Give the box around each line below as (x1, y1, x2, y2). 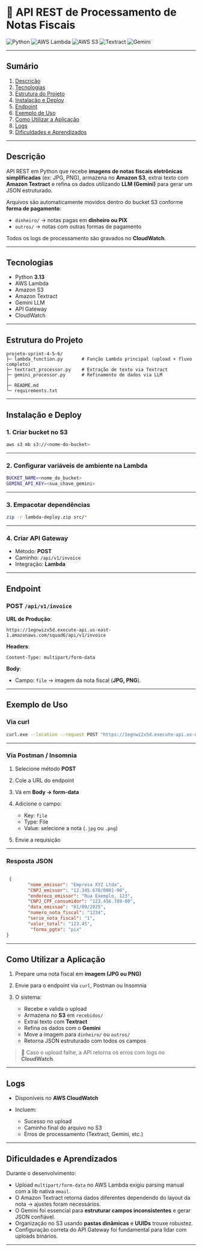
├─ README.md (6, 382, 39, 389)
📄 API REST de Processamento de (6, 5, 177, 19)
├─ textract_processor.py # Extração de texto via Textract (6, 367, 168, 373)
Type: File (23, 818, 49, 825)
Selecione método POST (14, 765, 76, 772)
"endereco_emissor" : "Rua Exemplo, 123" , (28, 893, 133, 899)
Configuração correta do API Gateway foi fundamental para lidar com (14, 1226, 187, 1234)
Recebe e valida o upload (23, 1005, 87, 1013)
